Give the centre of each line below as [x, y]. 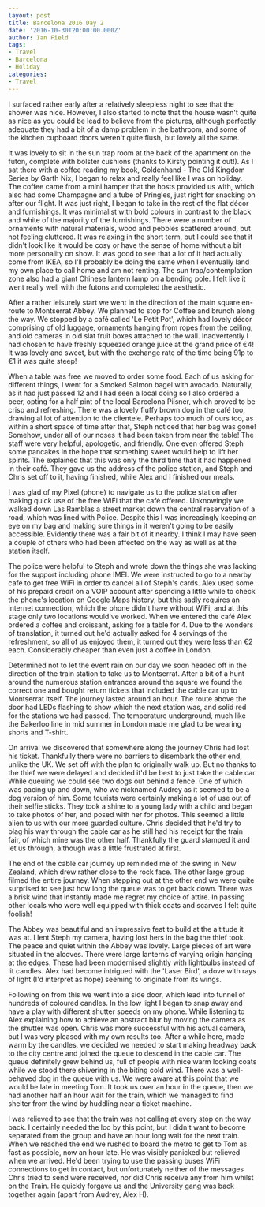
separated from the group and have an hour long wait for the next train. [124, 1135]
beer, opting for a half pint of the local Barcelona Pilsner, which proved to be [132, 401]
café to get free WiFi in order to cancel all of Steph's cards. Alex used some [131, 583]
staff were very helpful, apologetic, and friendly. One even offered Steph [126, 443]
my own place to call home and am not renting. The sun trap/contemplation [130, 270]
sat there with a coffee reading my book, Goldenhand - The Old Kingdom [127, 170]
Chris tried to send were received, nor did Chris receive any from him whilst [131, 1177]
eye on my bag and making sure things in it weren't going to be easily [121, 525]
